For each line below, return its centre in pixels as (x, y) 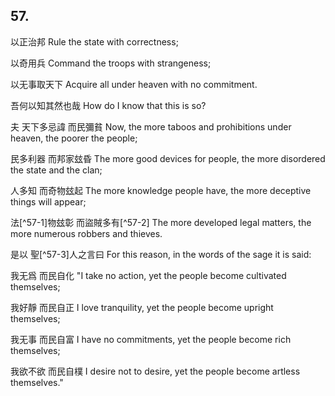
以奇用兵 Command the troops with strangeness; (111, 63)
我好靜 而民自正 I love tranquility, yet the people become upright (142, 307)
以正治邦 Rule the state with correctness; (94, 41)
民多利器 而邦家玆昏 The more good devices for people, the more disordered (168, 158)
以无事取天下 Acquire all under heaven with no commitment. (134, 84)
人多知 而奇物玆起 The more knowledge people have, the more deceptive (161, 190)
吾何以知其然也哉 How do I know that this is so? (108, 105)
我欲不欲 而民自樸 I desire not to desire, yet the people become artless (155, 371)
